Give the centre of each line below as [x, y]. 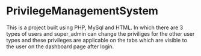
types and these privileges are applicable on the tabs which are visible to [97, 40]
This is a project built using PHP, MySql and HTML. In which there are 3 [95, 27]
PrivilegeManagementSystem [82, 11]
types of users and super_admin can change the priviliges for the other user [100, 33]
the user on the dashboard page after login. [60, 46]
